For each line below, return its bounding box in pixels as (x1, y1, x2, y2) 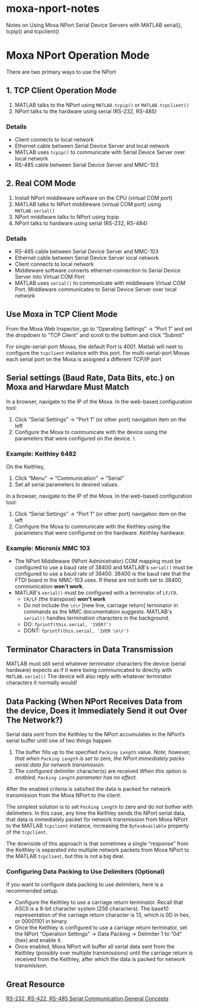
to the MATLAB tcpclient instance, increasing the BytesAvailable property (6, 822, 190, 829)
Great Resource (6, 979, 65, 989)
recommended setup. (6, 887, 59, 894)
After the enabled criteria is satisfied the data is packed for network (6, 785, 171, 792)
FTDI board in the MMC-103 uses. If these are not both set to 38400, (14, 576, 183, 584)
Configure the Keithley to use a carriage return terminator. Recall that (14, 899, 184, 906)
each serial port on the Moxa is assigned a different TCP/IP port (6, 356, 162, 363)
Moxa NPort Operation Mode (6, 49, 150, 62)
